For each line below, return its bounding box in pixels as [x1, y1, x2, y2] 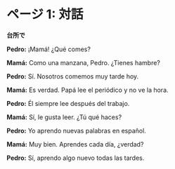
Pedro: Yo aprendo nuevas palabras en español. [6, 126, 147, 135]
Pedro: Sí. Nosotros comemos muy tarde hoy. [6, 72, 139, 81]
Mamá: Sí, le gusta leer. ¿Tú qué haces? [6, 113, 122, 121]
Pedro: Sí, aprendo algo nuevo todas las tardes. [6, 154, 145, 162]
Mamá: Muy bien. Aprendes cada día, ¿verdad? [6, 140, 144, 148]
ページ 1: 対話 [6, 6, 84, 22]
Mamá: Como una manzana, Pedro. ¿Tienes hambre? [6, 58, 161, 67]
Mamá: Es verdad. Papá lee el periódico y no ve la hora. [6, 86, 169, 94]
